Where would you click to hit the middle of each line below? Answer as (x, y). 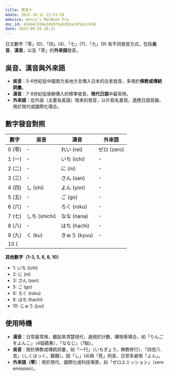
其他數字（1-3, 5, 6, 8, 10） (33, 257)
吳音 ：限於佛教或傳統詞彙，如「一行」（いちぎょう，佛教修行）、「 (80, 349)
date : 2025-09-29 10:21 (30, 29)
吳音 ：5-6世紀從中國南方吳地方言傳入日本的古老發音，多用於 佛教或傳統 (87, 81)
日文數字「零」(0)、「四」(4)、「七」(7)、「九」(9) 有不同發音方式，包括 (79, 44)
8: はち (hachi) (28, 299)
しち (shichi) (41, 216)
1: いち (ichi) (25, 268)
